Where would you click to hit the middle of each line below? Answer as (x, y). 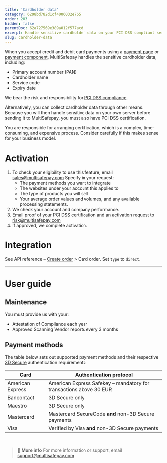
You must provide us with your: (37, 314)
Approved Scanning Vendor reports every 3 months (65, 329)
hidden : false (20, 24)
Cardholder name (30, 77)
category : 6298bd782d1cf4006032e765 (43, 14)
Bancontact (21, 397)
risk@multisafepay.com (36, 220)
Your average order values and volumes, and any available (80, 199)
